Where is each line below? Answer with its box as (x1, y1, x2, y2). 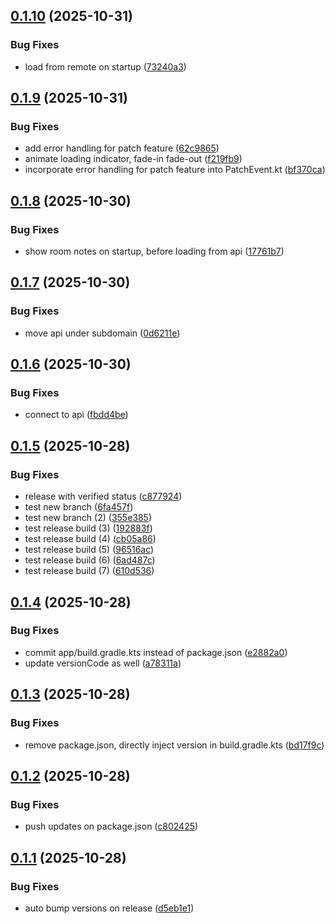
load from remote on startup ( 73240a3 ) (24, 60, 187, 73)
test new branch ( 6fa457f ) (24, 501, 134, 513)
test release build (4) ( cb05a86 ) (24, 533, 157, 545)
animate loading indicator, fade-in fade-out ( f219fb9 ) (24, 153, 243, 165)
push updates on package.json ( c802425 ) (24, 820, 199, 833)
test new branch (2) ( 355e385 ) (24, 512, 153, 524)
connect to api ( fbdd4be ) (24, 409, 129, 421)
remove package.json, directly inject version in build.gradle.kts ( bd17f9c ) (24, 739, 325, 751)
